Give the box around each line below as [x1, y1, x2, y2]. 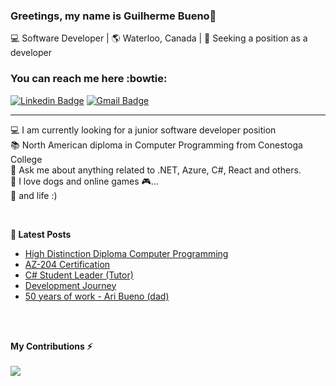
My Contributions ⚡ [10, 340, 93, 352]
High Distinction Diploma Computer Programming [24, 247, 229, 259]
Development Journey [24, 279, 117, 291]
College [10, 153, 43, 165]
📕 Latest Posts [10, 228, 72, 240]
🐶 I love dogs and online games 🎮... [10, 175, 159, 187]
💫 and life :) [10, 189, 58, 201]
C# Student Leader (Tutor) [24, 269, 134, 281]
